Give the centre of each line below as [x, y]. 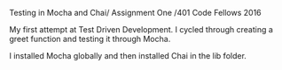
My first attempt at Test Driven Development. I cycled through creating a [141, 29]
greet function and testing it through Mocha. [90, 39]
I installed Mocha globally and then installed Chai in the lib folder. [128, 56]
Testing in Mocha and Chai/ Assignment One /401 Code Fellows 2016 [135, 13]
